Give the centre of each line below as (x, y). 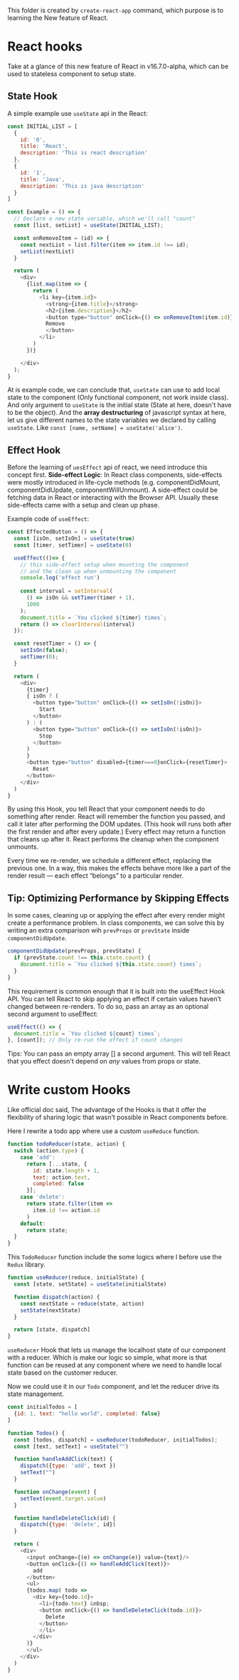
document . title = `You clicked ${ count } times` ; (87, 1034)
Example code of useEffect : (48, 519)
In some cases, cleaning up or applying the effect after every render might (116, 915)
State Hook (33, 96)
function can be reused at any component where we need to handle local (115, 1365)
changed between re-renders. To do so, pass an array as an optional (108, 1006)
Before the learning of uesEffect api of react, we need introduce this (107, 467)
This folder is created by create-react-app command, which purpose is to (116, 10)
